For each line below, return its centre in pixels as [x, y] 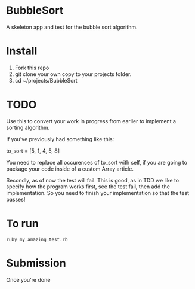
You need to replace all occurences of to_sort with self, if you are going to [97, 162]
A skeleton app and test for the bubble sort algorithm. [72, 27]
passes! [16, 199]
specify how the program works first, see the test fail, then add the [88, 187]
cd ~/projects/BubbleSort [46, 80]
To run [22, 223]
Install [22, 51]
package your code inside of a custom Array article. [70, 169]
